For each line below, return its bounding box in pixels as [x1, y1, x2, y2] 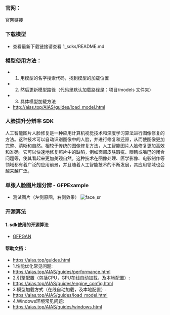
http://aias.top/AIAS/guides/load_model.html [12, 104, 105, 110]
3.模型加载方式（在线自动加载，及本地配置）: [12, 286, 107, 292]
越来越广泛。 [5, 168, 32, 174]
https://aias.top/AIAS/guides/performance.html [12, 268, 111, 275]
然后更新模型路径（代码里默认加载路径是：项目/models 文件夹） [20, 86, 154, 93]
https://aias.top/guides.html [12, 257, 71, 263]
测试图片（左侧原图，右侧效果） [12, 194, 79, 200]
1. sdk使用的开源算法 [5, 221, 49, 228]
